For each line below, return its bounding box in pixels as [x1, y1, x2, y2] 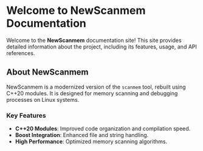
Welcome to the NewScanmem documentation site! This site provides [6, 36, 182, 44]
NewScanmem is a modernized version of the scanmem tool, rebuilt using [6, 83, 187, 90]
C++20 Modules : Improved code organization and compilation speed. [15, 125, 191, 132]
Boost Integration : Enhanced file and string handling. [15, 132, 149, 139]
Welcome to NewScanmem [6, 4, 146, 18]
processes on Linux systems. [6, 96, 80, 103]
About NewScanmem [6, 67, 89, 78]
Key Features [6, 111, 47, 119]
